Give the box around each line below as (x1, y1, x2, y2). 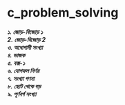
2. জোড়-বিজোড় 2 (7, 35, 46, 44)
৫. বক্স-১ (7, 59, 26, 67)
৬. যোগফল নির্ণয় (7, 66, 39, 75)
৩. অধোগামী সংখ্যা (7, 43, 43, 51)
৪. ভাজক (7, 50, 26, 59)
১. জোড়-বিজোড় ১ (7, 28, 44, 36)
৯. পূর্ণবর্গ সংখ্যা (7, 90, 37, 98)
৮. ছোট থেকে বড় (7, 82, 41, 90)
